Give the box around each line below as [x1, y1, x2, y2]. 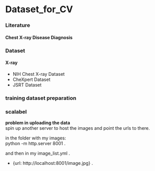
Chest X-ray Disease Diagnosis [5, 34, 73, 40]
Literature [5, 22, 31, 29]
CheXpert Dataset [12, 76, 50, 82]
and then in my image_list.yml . [5, 150, 70, 156]
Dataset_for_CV [5, 4, 73, 15]
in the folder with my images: [5, 135, 66, 141]
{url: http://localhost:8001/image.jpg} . [12, 160, 93, 166]
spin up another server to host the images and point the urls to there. [5, 125, 150, 131]
